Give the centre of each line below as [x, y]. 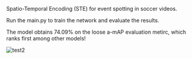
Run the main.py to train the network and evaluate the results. [83, 20]
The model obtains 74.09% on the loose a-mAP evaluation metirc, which [96, 32]
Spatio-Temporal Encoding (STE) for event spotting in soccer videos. [92, 9]
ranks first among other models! [46, 38]
